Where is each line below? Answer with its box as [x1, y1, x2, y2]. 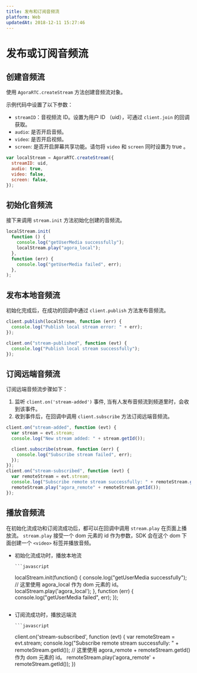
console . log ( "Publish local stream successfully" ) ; [11, 346, 141, 352]
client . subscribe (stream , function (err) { [11, 446, 119, 452]
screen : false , [11, 177, 49, 183]
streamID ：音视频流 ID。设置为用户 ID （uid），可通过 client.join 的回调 [14, 114, 190, 121]
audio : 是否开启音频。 [14, 128, 67, 135]
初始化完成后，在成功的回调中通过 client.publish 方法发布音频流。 [6, 307, 169, 314]
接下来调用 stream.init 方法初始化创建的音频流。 [6, 217, 125, 224]
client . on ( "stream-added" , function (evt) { [6, 425, 117, 430]
